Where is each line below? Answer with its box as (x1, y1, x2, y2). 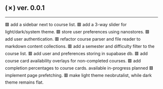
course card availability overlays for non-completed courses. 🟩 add (5, 58, 141, 63)
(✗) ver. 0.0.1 (5, 4, 45, 12)
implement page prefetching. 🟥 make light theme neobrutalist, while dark (5, 72, 152, 78)
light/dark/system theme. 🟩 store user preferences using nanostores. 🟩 (5, 29, 150, 34)
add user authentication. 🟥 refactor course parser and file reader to (5, 36, 141, 42)
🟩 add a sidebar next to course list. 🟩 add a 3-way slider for (5, 21, 127, 27)
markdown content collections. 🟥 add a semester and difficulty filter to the (5, 43, 155, 49)
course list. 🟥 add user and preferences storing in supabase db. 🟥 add (5, 50, 148, 56)
